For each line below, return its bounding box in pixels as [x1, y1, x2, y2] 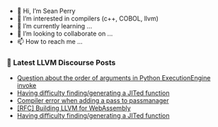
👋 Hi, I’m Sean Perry [16, 7, 76, 15]
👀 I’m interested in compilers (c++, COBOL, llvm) [16, 14, 159, 23]
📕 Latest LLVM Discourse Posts [6, 57, 116, 67]
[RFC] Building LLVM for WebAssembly [16, 104, 132, 113]
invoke [16, 82, 37, 90]
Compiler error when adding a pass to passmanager [16, 96, 169, 105]
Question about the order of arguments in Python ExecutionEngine [16, 74, 211, 82]
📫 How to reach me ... [16, 38, 83, 45]
